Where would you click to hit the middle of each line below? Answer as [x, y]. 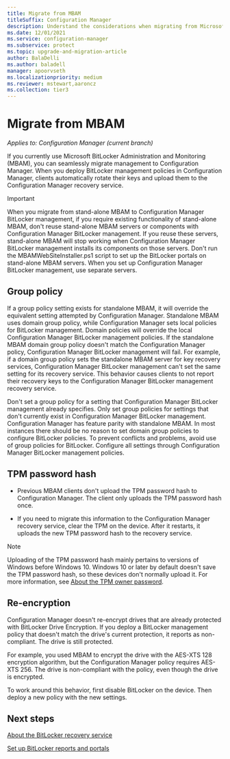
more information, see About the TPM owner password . [86, 581]
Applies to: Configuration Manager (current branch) [80, 143]
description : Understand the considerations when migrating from [102, 26]
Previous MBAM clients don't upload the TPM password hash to [107, 490]
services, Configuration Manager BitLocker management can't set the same [114, 366]
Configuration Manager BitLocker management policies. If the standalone [111, 337]
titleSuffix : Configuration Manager [59, 20]
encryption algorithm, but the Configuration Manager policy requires [103, 662]
